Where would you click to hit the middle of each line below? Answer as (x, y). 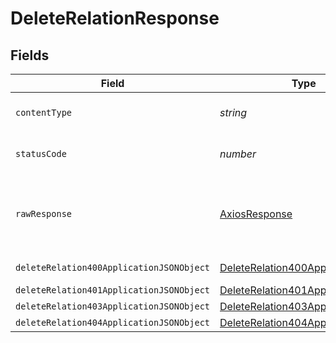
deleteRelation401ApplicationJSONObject (112, 290)
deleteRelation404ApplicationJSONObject (112, 322)
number (238, 154)
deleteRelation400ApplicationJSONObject (112, 267)
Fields (30, 55)
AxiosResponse (256, 214)
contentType (44, 112)
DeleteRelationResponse (115, 18)
